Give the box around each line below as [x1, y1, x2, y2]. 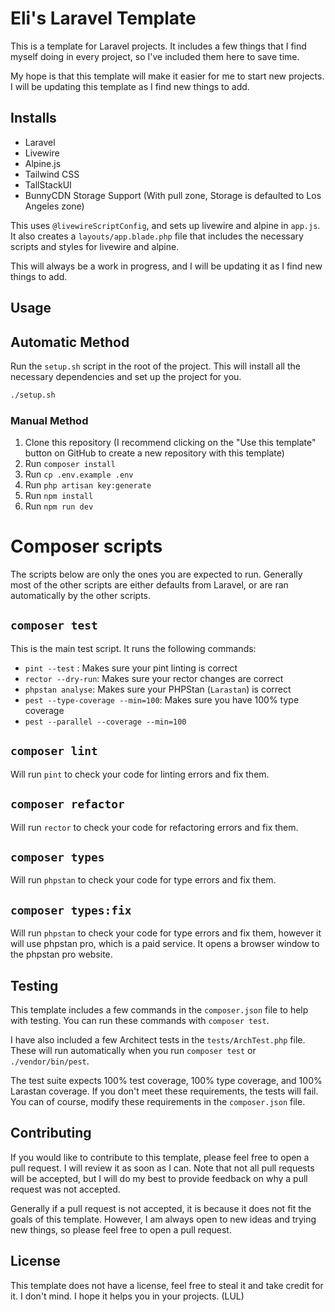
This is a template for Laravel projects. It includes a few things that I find [10, 40, 307, 52]
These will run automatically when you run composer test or [10, 1044, 257, 1056]
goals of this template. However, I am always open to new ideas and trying [10, 1213, 317, 1225]
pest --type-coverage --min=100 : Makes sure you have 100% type [24, 693, 300, 706]
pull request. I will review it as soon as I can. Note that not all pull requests [10, 1162, 315, 1174]
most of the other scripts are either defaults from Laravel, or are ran [10, 579, 289, 591]
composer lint [10, 744, 98, 759]
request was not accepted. [10, 1183, 121, 1195]
